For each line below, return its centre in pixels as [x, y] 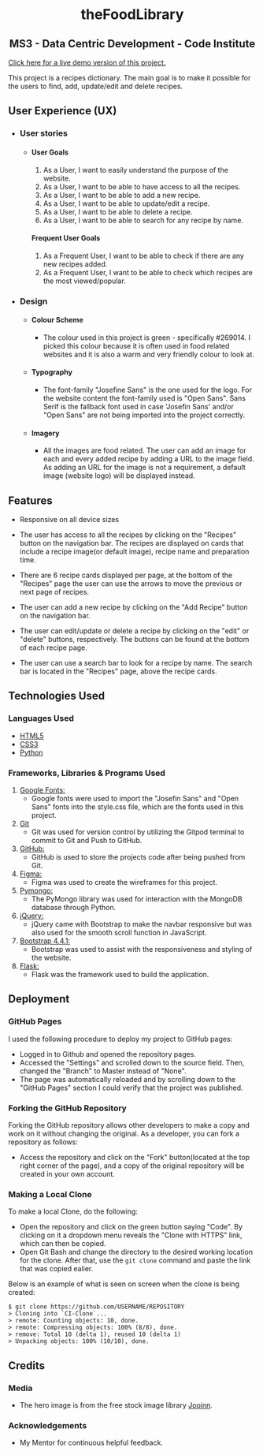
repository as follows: [43, 1142]
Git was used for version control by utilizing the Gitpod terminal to [138, 832]
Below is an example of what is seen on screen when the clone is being [124, 1284]
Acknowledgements [48, 1425]
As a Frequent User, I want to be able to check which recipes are [148, 272]
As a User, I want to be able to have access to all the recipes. [142, 186]
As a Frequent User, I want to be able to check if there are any [143, 256]
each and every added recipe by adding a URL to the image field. [148, 459]
